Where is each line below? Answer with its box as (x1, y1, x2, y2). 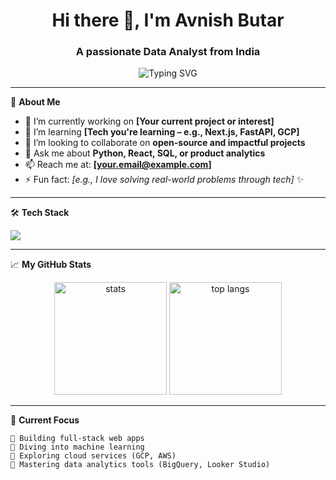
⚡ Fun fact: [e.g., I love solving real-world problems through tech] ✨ (24, 174, 305, 186)
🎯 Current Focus (10, 414, 80, 426)
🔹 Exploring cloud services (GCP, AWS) (10, 451, 177, 461)
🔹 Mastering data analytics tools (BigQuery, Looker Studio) (10, 460, 271, 470)
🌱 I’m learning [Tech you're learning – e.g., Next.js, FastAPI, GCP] (24, 126, 300, 138)
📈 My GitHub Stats (10, 259, 92, 271)
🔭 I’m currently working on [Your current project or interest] (24, 115, 275, 128)
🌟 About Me (10, 96, 61, 108)
